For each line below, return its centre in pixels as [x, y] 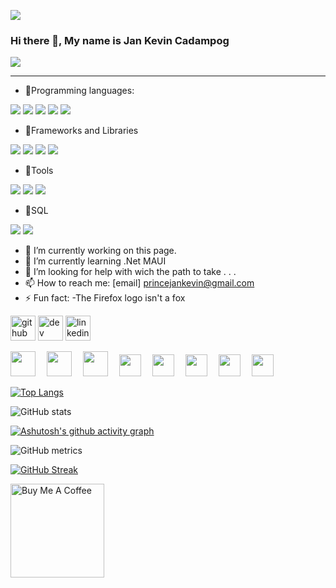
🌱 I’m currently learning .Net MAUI [95, 261]
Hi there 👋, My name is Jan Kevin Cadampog [120, 40]
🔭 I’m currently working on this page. [100, 251]
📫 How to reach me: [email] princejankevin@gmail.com [139, 283]
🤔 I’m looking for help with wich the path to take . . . [130, 272]
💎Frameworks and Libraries [81, 131]
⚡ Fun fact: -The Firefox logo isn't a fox [105, 298]
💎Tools [39, 171]
